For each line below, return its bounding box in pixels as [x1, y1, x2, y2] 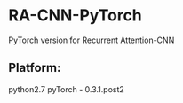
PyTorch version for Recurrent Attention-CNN [8, 35, 175, 45]
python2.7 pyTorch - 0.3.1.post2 [8, 83, 125, 94]
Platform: [8, 60, 61, 75]
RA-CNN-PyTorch [8, 5, 143, 26]
